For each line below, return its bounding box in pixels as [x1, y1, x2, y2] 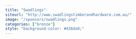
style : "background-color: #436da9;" [5, 26, 85, 31]
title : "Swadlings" [5, 7, 46, 13]
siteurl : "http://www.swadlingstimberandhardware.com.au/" [5, 12, 132, 17]
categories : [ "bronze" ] [5, 21, 55, 27]
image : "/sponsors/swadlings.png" [5, 17, 78, 22]
